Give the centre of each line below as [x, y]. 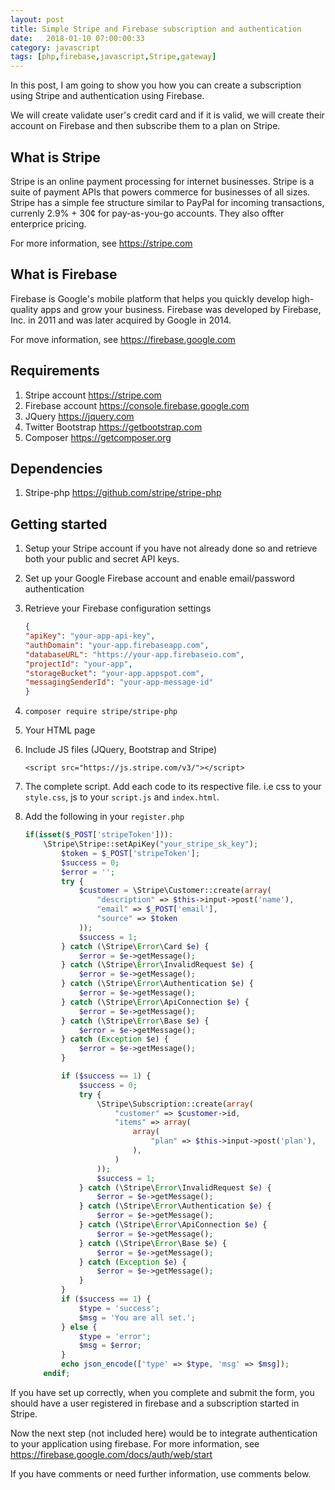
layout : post [37, 19]
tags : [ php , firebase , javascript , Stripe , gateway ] [113, 57]
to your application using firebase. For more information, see [135, 1443]
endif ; [57, 1374]
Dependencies [56, 468]
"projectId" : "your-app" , [78, 664]
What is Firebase [64, 274]
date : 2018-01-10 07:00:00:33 [77, 38]
